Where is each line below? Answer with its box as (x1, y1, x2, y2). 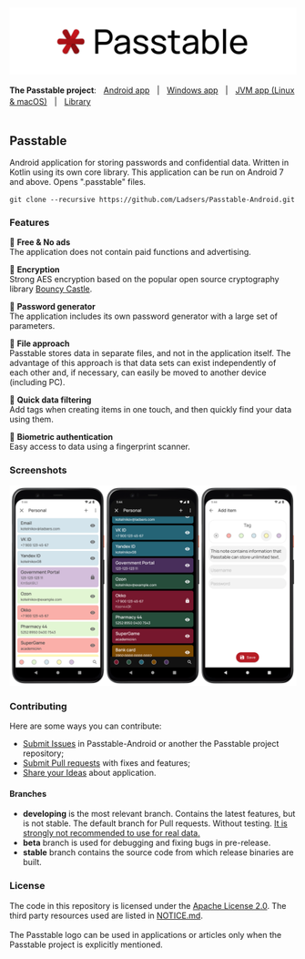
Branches (9, 788, 47, 799)
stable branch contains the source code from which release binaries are (22, 847, 294, 858)
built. (22, 857, 43, 868)
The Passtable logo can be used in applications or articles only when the (9, 929, 282, 940)
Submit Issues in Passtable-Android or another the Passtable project (22, 739, 280, 750)
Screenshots (9, 464, 67, 476)
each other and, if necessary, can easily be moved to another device (9, 367, 267, 378)
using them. (9, 413, 55, 425)
